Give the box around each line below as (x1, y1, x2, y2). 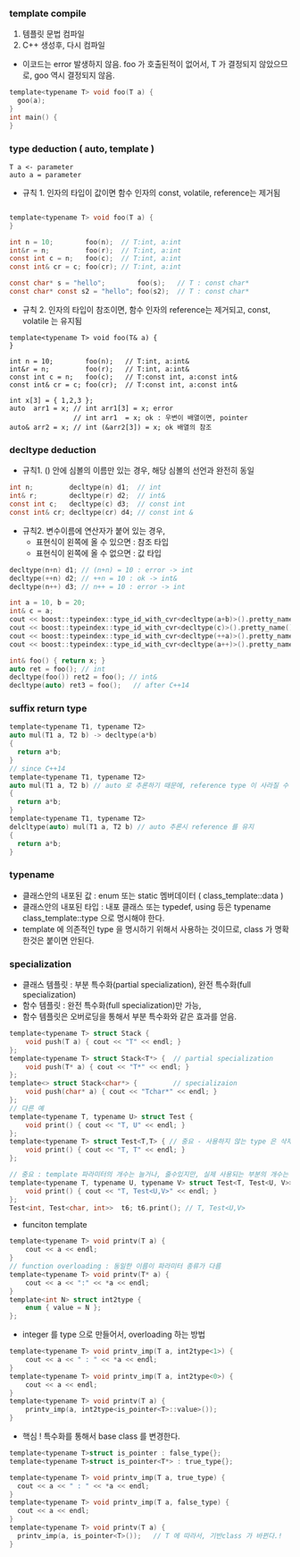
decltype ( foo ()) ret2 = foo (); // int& (9, 672, 158, 682)
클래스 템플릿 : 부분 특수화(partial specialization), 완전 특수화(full (21, 980, 252, 990)
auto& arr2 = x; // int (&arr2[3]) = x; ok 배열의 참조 (9, 423, 212, 432)
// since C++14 (9, 764, 66, 773)
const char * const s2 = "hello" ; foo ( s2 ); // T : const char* (9, 287, 250, 296)
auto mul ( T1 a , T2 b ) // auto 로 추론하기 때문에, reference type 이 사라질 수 (9, 781, 289, 790)
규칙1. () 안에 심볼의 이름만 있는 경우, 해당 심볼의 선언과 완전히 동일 (21, 465, 254, 476)
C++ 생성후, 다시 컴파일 (21, 39, 105, 51)
